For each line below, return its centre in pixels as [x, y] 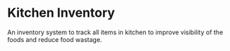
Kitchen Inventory [61, 13]
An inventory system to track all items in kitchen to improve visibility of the [115, 32]
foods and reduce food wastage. [55, 39]
